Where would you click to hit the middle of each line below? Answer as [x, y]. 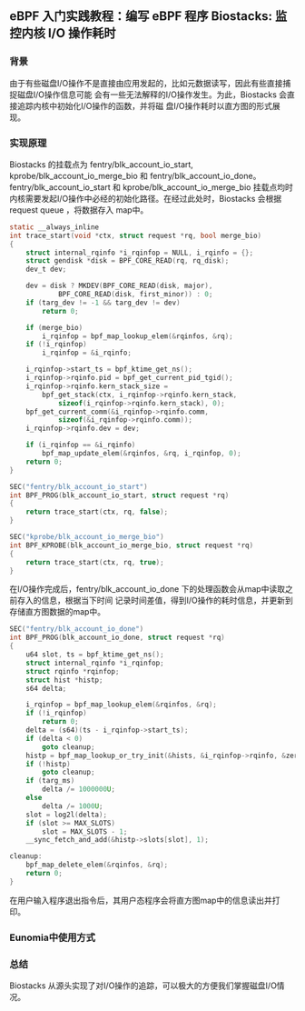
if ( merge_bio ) [54, 327]
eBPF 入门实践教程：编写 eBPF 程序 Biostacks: [141, 16]
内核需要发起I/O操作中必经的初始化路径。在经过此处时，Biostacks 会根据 [146, 198]
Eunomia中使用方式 [52, 937]
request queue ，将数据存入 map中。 [79, 210]
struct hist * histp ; [64, 680]
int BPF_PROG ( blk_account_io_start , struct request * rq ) [119, 495]
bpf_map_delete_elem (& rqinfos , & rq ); [97, 865]
